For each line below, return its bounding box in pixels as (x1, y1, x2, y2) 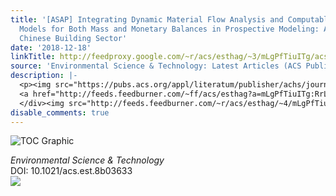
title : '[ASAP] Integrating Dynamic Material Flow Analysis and (10, 14, 284, 25)
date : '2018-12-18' (10, 42, 92, 53)
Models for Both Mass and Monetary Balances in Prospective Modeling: (19, 24, 320, 34)
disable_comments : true (10, 107, 110, 118)
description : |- (10, 71, 78, 81)
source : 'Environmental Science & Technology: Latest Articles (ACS (10, 61, 302, 71)
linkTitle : (10, 52, 56, 62)
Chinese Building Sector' (19, 33, 128, 43)
